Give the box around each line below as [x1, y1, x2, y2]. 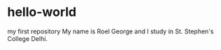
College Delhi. [7, 34, 48, 42]
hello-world [7, 4, 77, 20]
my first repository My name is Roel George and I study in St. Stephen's [7, 27, 214, 35]
